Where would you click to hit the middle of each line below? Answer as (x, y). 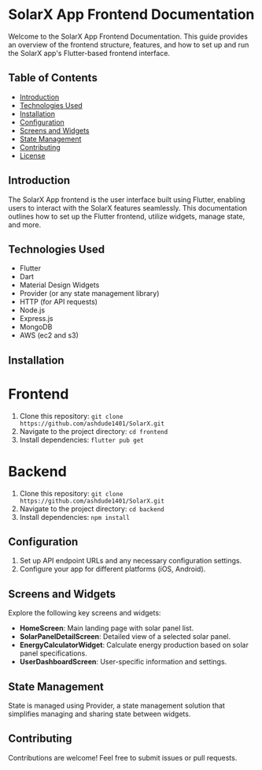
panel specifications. (54, 653)
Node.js (32, 310)
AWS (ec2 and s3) (49, 335)
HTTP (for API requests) (59, 302)
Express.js (36, 319)
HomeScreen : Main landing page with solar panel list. (107, 628)
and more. (25, 224)
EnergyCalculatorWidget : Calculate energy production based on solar (134, 645)
